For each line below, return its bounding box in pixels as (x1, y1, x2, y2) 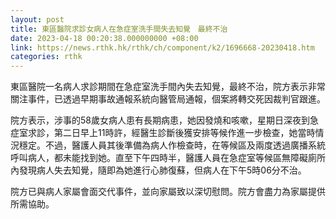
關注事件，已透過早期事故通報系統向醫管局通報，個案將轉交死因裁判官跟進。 (10, 93, 326, 105)
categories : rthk (10, 52, 83, 62)
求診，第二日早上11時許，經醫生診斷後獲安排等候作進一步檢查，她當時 (27, 127, 316, 139)
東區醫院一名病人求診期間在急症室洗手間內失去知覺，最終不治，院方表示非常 (10, 81, 326, 93)
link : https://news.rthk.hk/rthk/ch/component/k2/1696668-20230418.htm (10, 42, 315, 53)
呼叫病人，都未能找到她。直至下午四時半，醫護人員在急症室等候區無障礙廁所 (10, 152, 326, 164)
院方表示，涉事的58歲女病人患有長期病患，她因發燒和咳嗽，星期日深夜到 (10, 114, 310, 126)
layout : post (10, 14, 65, 25)
